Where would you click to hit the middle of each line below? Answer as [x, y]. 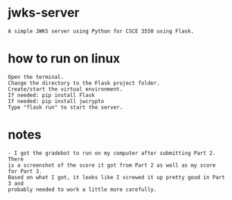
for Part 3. [25, 171]
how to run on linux [64, 58]
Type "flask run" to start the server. [65, 107]
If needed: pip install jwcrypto [56, 101]
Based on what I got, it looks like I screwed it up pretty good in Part [117, 177]
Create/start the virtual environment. [65, 89]
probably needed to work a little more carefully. [82, 189]
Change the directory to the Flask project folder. [84, 83]
